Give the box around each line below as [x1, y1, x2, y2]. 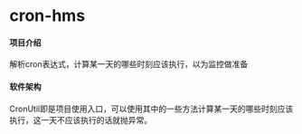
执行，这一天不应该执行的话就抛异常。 [9, 114, 152, 125]
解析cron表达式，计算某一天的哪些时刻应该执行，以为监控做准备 [9, 59, 249, 70]
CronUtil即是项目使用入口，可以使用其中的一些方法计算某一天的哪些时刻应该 [9, 103, 294, 114]
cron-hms [9, 5, 86, 26]
